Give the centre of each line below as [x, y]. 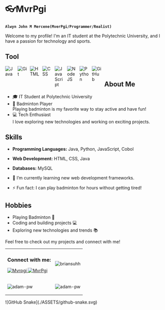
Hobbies [19, 205]
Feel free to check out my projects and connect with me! [63, 242]
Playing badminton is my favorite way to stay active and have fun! [79, 109]
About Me [120, 84]
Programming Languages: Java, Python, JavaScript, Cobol [73, 149]
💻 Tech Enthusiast [31, 115]
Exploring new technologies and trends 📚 [55, 230]
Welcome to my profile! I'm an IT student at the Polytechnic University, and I [82, 36]
